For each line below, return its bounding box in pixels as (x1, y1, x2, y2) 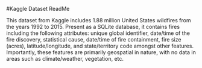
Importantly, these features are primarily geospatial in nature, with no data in (6, 49, 196, 56)
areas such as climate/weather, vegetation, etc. (6, 55, 124, 62)
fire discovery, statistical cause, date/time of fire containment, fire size (6, 36, 181, 43)
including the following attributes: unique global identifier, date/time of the (6, 29, 190, 37)
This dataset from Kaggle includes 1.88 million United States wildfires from (6, 17, 191, 23)
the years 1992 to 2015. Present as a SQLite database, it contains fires (6, 23, 180, 30)
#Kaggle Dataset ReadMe (6, 5, 70, 12)
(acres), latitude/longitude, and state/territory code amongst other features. (6, 42, 194, 49)
